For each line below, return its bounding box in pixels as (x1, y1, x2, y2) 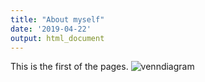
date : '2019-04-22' (10, 24, 92, 34)
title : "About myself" (10, 14, 105, 25)
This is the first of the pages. (10, 61, 129, 73)
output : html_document (10, 33, 105, 43)
